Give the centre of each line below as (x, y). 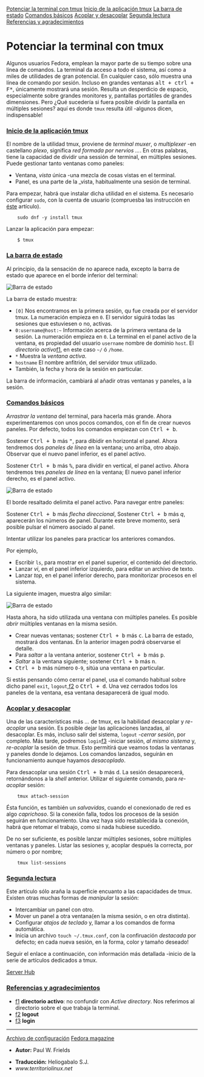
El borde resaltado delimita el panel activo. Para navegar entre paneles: (95, 502)
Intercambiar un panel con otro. (54, 909)
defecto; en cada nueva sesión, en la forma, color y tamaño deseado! (102, 942)
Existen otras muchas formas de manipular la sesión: (73, 898)
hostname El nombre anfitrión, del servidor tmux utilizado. (86, 362)
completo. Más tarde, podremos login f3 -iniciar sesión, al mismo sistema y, (101, 741)
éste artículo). (24, 207)
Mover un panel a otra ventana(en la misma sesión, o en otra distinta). (102, 916)
